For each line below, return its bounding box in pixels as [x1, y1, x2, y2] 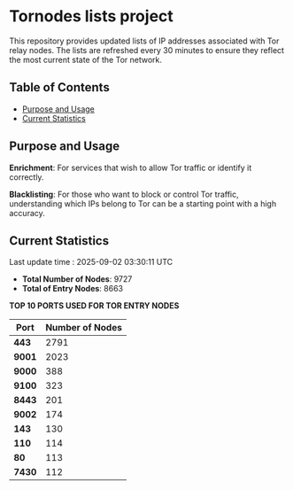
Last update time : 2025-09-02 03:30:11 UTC [9, 257, 173, 268]
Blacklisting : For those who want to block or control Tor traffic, [9, 189, 239, 199]
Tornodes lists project [9, 6, 174, 27]
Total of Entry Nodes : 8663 [21, 284, 124, 294]
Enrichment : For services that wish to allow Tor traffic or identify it [9, 162, 252, 173]
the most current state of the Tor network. [9, 54, 162, 65]
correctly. [9, 171, 44, 183]
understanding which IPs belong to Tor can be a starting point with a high [9, 198, 277, 209]
